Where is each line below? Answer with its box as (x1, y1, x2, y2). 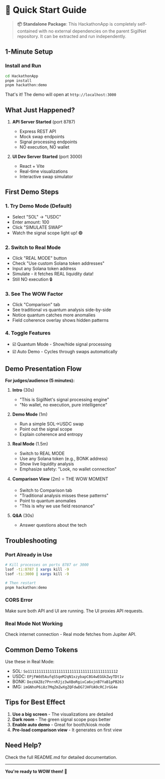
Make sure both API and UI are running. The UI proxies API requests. (5, 608, 144, 614)
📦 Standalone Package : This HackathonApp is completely (17, 21, 137, 27)
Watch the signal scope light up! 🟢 (12, 230, 83, 236)
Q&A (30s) (12, 513, 34, 519)
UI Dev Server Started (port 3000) (12, 154, 82, 159)
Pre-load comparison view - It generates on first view (12, 727, 122, 733)
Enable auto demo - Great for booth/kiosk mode (12, 721, 110, 727)
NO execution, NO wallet (19, 144, 70, 150)
